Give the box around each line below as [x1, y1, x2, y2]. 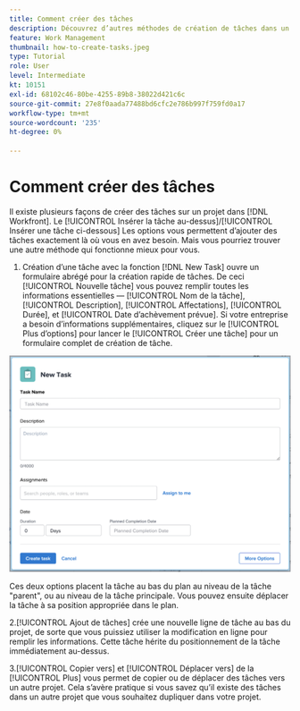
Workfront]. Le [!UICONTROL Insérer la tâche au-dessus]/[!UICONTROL [9, 216, 273, 226]
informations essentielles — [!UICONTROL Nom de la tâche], [21, 290, 246, 300]
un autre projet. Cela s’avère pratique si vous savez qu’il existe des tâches [9, 682, 281, 693]
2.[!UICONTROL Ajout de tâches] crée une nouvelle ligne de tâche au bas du [9, 617, 291, 628]
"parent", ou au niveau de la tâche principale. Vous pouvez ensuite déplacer [9, 590, 289, 601]
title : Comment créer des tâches [9, 14, 134, 23]
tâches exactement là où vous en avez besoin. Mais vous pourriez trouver [9, 234, 281, 245]
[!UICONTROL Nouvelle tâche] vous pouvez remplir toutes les [21, 280, 249, 291]
